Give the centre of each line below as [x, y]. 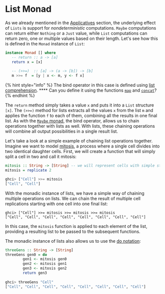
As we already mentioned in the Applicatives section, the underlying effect [81, 23]
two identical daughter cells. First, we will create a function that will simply [80, 151]
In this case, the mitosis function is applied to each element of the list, [76, 226]
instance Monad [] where [30, 53]
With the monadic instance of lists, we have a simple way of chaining [75, 193]
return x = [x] [27, 62]
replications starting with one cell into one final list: [56, 204]
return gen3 [35, 273]
